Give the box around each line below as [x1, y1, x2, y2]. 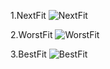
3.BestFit [10, 48, 47, 60]
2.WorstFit [10, 29, 53, 40]
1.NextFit [10, 10, 47, 21]
